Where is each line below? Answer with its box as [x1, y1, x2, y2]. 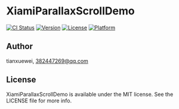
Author [6, 41, 33, 52]
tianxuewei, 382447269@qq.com [6, 57, 88, 64]
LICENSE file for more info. [6, 97, 72, 104]
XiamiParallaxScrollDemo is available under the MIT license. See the [6, 90, 174, 98]
